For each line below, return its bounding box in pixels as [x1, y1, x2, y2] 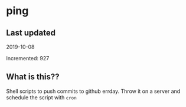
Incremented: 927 [6, 55, 50, 61]
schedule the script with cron [6, 93, 77, 101]
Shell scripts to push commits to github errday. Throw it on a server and [6, 87, 181, 95]
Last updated [6, 28, 56, 38]
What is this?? [6, 72, 60, 82]
